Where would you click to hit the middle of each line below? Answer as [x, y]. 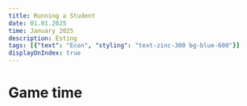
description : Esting [43, 38]
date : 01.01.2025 [38, 23]
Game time [46, 93]
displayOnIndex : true [45, 53]
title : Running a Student [52, 16]
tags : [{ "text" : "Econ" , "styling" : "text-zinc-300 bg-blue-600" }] [124, 46]
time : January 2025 [41, 31]
